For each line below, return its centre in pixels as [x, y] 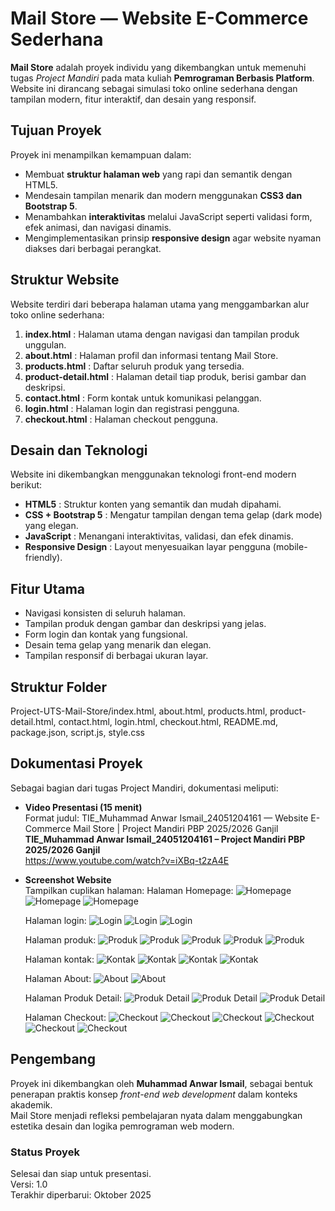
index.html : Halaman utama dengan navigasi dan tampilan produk [162, 334]
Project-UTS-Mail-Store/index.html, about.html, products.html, [139, 711]
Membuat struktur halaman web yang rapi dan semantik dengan [158, 174]
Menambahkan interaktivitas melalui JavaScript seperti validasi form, [168, 216]
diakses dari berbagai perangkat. [93, 248]
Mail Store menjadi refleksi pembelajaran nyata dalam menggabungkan [156, 1115]
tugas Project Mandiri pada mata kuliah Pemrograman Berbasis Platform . [162, 78]
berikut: [26, 485]
